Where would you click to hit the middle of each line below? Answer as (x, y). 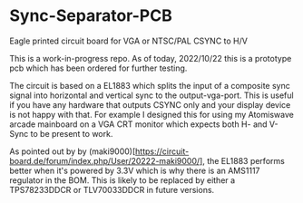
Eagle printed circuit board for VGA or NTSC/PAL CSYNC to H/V (128, 41)
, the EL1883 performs (244, 160)
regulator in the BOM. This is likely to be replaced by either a (122, 180)
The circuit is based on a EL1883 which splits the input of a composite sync (150, 85)
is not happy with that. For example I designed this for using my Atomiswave (152, 114)
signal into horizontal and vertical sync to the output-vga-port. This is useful (151, 95)
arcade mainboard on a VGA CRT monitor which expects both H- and (138, 124)
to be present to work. (72, 133)
